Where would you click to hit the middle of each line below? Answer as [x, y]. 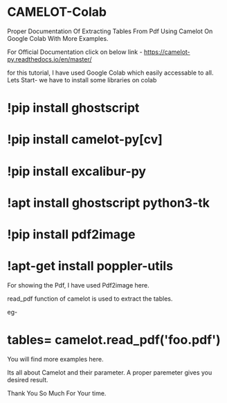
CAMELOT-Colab [57, 12]
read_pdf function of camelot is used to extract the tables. [90, 299]
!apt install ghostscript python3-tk [108, 203]
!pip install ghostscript [73, 108]
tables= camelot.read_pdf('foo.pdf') [114, 340]
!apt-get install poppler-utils [90, 266]
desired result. [28, 379]
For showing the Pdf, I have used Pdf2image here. [79, 285]
